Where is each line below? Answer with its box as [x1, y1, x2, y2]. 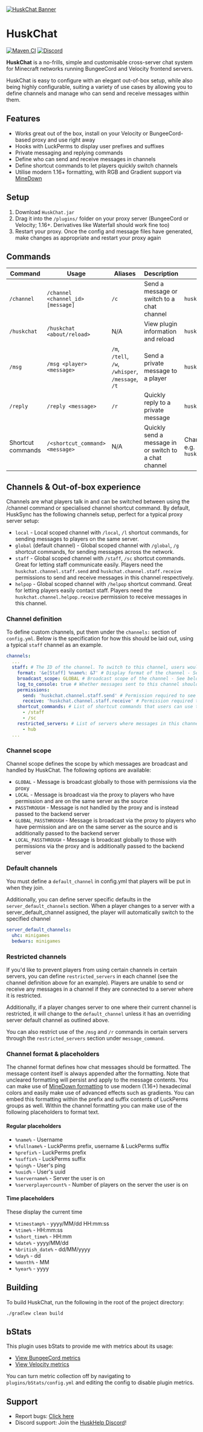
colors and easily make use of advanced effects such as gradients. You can [6, 1089, 195, 1097]
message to [144, 367, 178, 375]
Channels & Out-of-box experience [6, 482, 141, 492]
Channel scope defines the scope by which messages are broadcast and [6, 760, 188, 767]
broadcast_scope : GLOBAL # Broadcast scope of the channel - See [17, 675, 185, 682]
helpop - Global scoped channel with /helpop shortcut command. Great [14, 580, 192, 588]
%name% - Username [14, 1135, 63, 1143]
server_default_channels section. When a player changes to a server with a [6, 902, 195, 910]
